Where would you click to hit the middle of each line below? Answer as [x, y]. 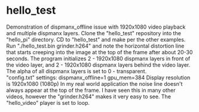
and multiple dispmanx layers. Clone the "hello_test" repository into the [94, 33]
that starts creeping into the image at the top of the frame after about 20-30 [99, 52]
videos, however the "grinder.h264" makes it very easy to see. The [89, 97]
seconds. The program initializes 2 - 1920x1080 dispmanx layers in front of [98, 58]
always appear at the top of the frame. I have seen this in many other [91, 90]
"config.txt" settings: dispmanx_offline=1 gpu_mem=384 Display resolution [98, 77]
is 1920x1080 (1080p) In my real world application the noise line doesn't [94, 83]
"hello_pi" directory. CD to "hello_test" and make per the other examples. [96, 39]
